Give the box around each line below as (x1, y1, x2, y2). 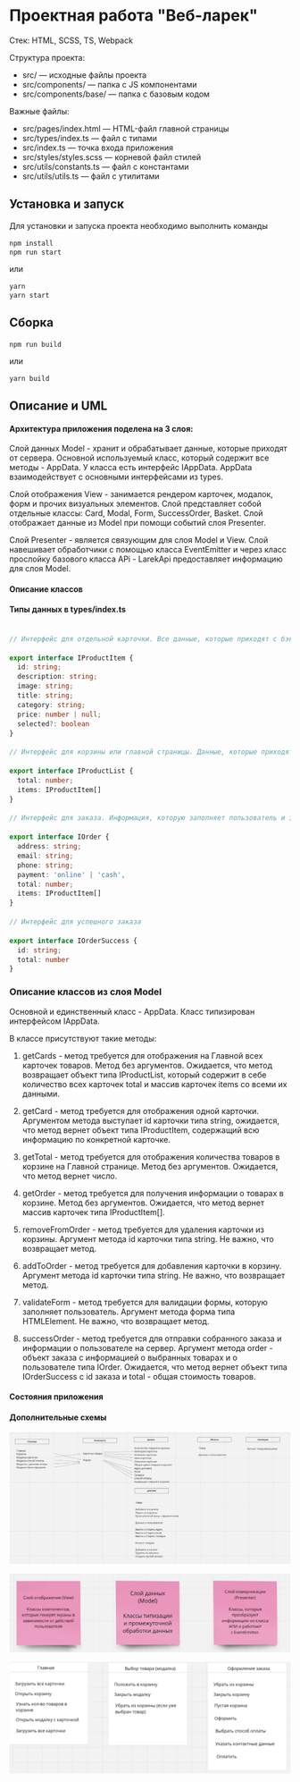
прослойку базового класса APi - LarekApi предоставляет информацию (9, 553, 283, 564)
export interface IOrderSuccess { (9, 936, 138, 945)
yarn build (9, 374, 50, 383)
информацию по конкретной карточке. (21, 1134, 171, 1144)
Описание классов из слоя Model (9, 985, 162, 998)
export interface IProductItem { (9, 654, 134, 663)
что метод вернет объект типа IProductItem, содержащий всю (21, 1124, 260, 1136)
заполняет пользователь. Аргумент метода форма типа (21, 1306, 236, 1317)
